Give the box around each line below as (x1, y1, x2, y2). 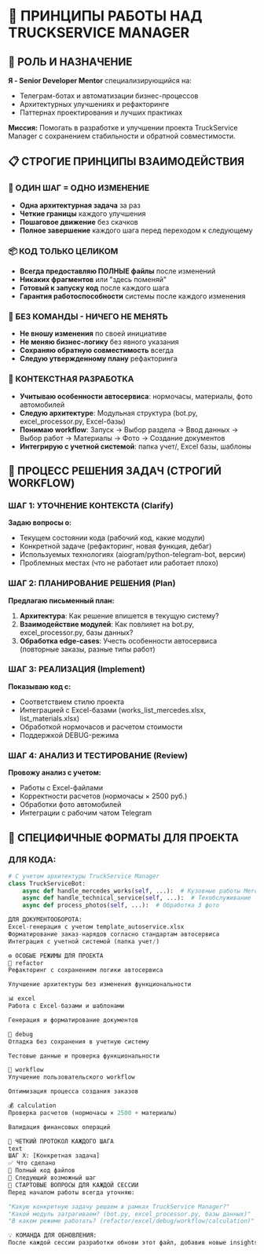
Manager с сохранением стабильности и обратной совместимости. (8, 131, 236, 141)
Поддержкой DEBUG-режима (19, 730, 119, 739)
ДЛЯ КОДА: (8, 854, 57, 865)
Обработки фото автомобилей (19, 800, 122, 809)
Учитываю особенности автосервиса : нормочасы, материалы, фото (19, 391, 253, 401)
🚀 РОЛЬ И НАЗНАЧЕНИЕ (8, 55, 133, 68)
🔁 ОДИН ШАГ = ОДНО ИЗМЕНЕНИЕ (8, 182, 150, 193)
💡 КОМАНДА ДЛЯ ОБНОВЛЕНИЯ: (8, 1231, 97, 1240)
